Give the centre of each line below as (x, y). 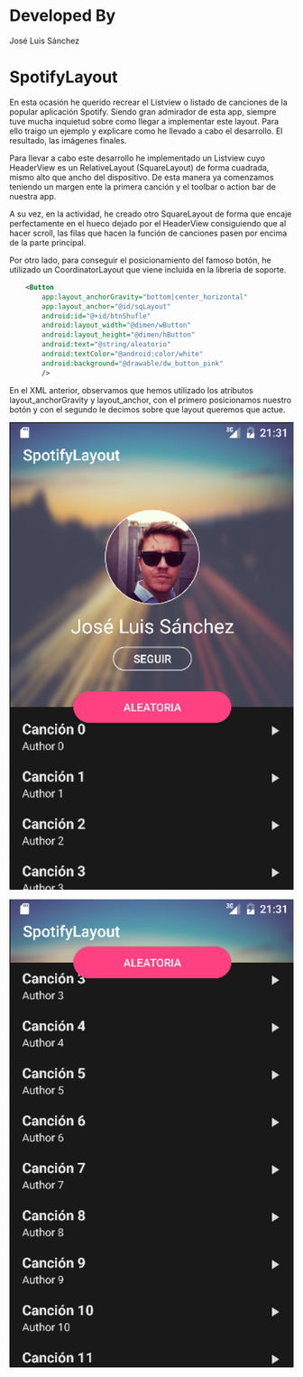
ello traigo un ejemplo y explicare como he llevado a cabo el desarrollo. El (146, 131)
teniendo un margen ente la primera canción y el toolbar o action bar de (143, 187)
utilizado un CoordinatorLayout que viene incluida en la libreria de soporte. (148, 269)
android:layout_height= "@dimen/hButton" (119, 335)
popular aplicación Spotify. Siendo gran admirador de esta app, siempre (143, 111)
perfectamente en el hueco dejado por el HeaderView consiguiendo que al (148, 223)
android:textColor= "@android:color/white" (123, 354)
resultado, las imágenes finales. (69, 140)
